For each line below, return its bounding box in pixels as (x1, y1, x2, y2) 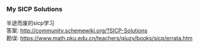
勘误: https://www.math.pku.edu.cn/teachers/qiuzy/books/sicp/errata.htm (6, 35, 193, 42)
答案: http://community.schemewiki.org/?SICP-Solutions (6, 27, 148, 35)
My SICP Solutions (6, 5, 63, 13)
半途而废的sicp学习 (6, 19, 55, 27)
